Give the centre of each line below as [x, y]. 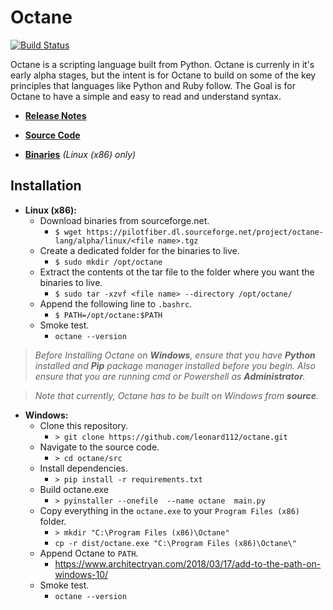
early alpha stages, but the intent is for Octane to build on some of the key [163, 75]
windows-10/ [81, 574]
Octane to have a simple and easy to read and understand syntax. [146, 96]
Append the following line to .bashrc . [116, 303]
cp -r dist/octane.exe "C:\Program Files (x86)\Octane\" [175, 543]
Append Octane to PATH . [89, 553]
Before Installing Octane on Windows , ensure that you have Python [175, 355]
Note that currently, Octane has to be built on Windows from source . [177, 395]
